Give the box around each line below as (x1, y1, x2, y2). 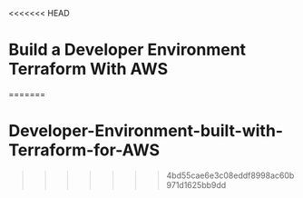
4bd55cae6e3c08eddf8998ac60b (166, 170, 295, 181)
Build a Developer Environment (8, 40, 247, 60)
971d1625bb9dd (166, 179, 227, 190)
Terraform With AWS (8, 59, 169, 80)
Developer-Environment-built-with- (8, 121, 283, 142)
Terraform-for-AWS (8, 140, 161, 161)
